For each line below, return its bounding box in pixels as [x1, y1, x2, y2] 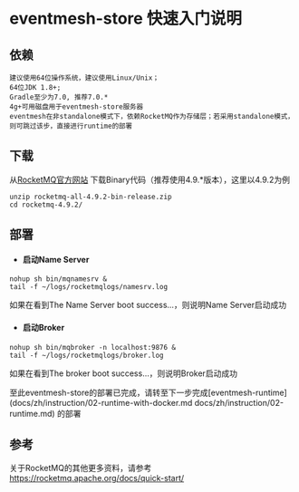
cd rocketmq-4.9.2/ [9, 200, 83, 209]
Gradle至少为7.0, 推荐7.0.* [9, 92, 109, 101]
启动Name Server [22, 254, 90, 265]
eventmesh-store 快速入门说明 [9, 8, 243, 29]
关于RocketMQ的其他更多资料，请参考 [9, 463, 152, 474]
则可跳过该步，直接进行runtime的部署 [9, 121, 133, 130]
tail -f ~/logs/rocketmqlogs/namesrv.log [9, 283, 169, 292]
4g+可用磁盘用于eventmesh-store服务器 [9, 102, 143, 111]
